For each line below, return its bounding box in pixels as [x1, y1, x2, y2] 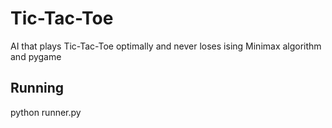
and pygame [10, 50, 62, 62]
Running [10, 80, 65, 97]
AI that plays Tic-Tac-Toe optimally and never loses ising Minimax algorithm [10, 40, 322, 52]
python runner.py [10, 106, 82, 118]
